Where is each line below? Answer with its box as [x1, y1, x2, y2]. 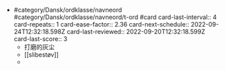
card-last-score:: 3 [13, 35, 68, 43]
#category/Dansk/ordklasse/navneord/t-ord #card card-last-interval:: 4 [13, 13, 217, 21]
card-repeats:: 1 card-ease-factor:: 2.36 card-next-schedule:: [13, 20, 189, 28]
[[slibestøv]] [23, 51, 59, 59]
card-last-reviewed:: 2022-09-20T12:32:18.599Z [66, 27, 206, 35]
